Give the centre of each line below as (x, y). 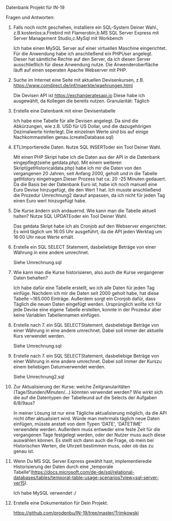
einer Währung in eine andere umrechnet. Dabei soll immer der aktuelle (88, 330)
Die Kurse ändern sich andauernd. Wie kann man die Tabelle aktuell (84, 211)
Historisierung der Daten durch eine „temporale (63, 467)
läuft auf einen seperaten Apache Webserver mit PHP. (70, 70)
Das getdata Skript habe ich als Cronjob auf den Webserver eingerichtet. (90, 226)
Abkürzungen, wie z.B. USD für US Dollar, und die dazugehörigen (82, 126)
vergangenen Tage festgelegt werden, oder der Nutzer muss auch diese (89, 435)
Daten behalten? (30, 278)
